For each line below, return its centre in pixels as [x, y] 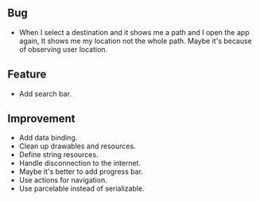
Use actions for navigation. [63, 180]
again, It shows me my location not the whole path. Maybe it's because [135, 41]
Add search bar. [45, 93]
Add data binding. [48, 138]
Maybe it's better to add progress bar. [81, 171]
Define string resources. [58, 155]
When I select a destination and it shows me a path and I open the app [134, 32]
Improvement [41, 119]
